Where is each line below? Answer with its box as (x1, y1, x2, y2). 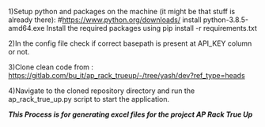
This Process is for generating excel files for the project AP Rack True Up (8, 110, 253, 119)
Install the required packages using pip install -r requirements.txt (46, 24, 257, 32)
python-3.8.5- (203, 15, 249, 24)
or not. (8, 47, 30, 56)
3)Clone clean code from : (8, 62, 93, 72)
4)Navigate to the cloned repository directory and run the (8, 86, 195, 95)
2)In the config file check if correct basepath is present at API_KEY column (8, 39, 252, 48)
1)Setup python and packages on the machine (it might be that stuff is (8, 7, 236, 16)
